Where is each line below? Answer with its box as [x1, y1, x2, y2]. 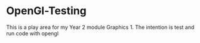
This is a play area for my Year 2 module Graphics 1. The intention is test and [6, 24, 195, 31]
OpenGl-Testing [6, 4, 87, 18]
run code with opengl [6, 29, 59, 37]
